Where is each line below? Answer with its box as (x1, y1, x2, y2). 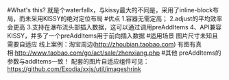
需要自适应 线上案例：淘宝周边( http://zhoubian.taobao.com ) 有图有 (7, 40, 196, 48)
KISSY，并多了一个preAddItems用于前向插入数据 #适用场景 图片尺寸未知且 (7, 31, 218, 40)
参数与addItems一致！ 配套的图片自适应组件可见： (7, 57, 149, 65)
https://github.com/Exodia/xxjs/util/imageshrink (7, 65, 142, 73)
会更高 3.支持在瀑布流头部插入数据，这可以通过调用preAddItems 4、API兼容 (7, 23, 221, 31)
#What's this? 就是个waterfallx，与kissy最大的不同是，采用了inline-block (7, 6, 213, 14)
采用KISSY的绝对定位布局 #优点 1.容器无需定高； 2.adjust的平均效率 (30, 14, 223, 23)
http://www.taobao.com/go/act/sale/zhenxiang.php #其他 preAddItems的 (14, 49, 221, 57)
